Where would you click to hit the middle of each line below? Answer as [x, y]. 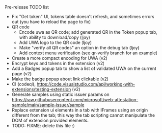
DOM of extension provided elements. [50, 120]
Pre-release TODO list [27, 7]
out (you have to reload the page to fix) [51, 22]
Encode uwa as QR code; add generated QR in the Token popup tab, [88, 32]
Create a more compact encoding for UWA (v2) [59, 58]
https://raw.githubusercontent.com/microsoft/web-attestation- [75, 100]
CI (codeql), [24, 84]
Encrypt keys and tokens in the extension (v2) [58, 63]
